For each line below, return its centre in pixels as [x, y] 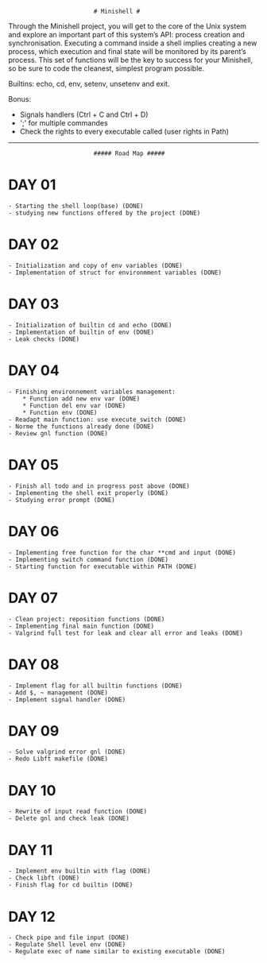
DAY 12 [32, 917]
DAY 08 [34, 664]
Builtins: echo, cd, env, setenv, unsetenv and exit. [89, 84]
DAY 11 [31, 850]
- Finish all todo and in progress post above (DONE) [99, 486]
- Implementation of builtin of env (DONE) [81, 332]
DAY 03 [34, 304]
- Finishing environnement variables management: [92, 392]
